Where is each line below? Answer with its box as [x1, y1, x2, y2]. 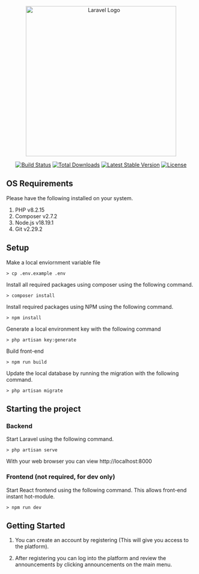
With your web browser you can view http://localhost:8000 [6, 457, 152, 465]
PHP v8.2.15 [14, 206, 45, 213]
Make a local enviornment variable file [6, 258, 101, 266]
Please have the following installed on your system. [6, 194, 133, 201]
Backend [6, 421, 33, 430]
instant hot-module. [6, 493, 55, 500]
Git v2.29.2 [14, 225, 43, 233]
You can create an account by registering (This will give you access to [14, 537, 189, 544]
